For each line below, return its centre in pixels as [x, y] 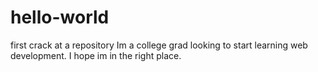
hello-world [60, 17]
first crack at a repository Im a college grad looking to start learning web [159, 45]
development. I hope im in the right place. [96, 55]
